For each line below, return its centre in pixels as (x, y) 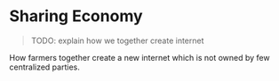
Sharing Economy (76, 16)
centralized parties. (44, 67)
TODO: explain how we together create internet (117, 40)
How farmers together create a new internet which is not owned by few (139, 57)
